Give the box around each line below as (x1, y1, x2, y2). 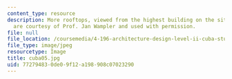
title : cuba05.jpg (7, 55, 60, 62)
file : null (7, 29, 39, 36)
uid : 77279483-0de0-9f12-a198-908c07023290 (7, 61, 135, 68)
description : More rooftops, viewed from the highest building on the (7, 16, 215, 23)
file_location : (7, 36, 51, 43)
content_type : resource (7, 10, 76, 17)
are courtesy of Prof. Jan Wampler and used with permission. (13, 23, 196, 30)
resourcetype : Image (7, 49, 67, 56)
